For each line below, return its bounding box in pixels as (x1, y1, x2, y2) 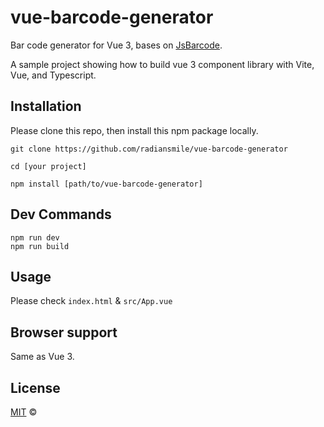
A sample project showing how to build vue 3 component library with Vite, (10, 58, 315, 70)
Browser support (10, 324, 118, 341)
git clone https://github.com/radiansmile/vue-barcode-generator (10, 144, 288, 154)
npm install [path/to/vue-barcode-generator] (10, 179, 203, 189)
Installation (10, 98, 82, 115)
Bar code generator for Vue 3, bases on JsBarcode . (10, 39, 223, 51)
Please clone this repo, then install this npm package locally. (10, 124, 259, 136)
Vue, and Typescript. (10, 69, 97, 81)
